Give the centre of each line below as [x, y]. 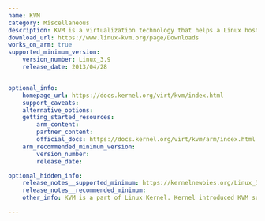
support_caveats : [51, 103]
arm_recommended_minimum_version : [79, 147]
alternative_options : [58, 110]
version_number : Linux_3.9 [67, 60]
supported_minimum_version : [54, 52]
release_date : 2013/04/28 [65, 67]
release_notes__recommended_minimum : [84, 190]
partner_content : [65, 132]
